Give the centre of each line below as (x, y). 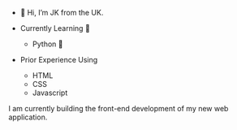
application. (28, 117)
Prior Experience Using (59, 60)
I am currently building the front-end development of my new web (118, 108)
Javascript (50, 93)
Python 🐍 (47, 44)
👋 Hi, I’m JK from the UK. (62, 13)
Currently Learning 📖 (55, 28)
